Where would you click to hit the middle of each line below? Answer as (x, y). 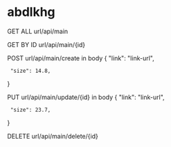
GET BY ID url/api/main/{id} (46, 44)
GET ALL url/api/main (38, 31)
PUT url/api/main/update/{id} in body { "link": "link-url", (86, 97)
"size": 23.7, (30, 110)
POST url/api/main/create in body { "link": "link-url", (81, 58)
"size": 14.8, (30, 71)
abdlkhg (31, 12)
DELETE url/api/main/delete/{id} (53, 136)
